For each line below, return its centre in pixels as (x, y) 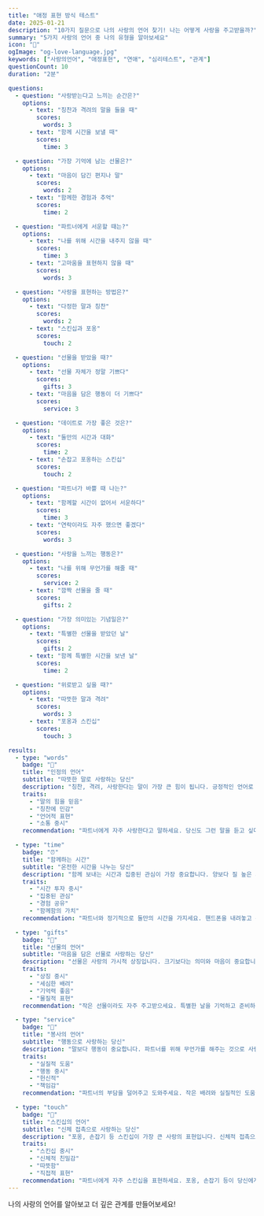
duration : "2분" (34, 74)
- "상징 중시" (49, 977)
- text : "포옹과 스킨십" (64, 721)
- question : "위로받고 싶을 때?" (64, 685)
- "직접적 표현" (51, 1173)
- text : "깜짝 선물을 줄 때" (71, 591)
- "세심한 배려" (51, 984)
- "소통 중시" (49, 824)
